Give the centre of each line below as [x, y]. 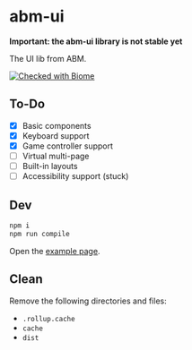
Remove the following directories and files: [88, 301]
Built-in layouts [50, 166]
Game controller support [68, 146]
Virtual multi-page [56, 156]
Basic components [57, 125]
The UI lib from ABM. [48, 58]
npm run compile [39, 234]
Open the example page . [55, 251]
